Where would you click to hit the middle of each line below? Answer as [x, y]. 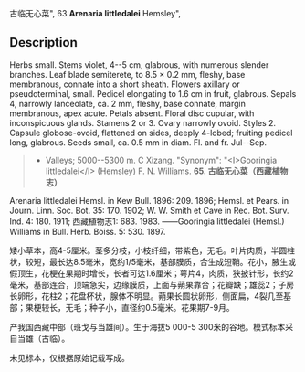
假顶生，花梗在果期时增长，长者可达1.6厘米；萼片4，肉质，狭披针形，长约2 [152, 273]
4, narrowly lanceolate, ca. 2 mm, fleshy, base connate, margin [128, 103]
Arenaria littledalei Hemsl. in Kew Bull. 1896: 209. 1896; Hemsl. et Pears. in [149, 200]
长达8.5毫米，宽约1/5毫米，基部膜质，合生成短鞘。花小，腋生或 [177, 261]
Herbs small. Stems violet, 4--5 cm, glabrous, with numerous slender [139, 64]
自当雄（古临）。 [40, 338]
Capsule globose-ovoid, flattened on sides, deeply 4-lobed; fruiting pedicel [151, 133]
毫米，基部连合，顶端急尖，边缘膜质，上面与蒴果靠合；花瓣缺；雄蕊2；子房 [152, 284]
